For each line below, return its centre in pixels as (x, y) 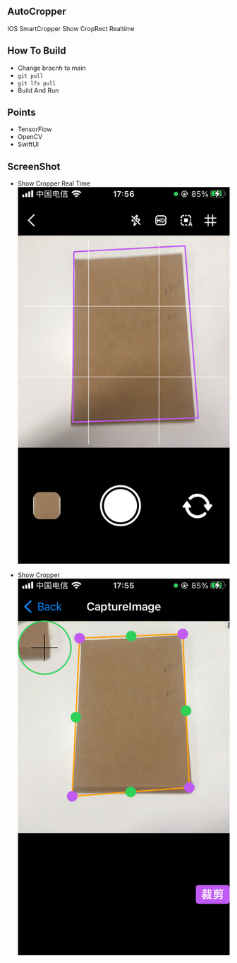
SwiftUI (28, 145)
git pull (30, 76)
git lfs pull (37, 83)
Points (22, 113)
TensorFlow (35, 129)
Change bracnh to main (51, 68)
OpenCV (30, 137)
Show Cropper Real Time (54, 183)
